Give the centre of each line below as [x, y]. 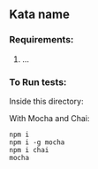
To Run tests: [38, 81]
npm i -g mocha [37, 142]
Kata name [40, 15]
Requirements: [41, 40]
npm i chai [29, 150]
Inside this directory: [46, 101]
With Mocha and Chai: [49, 118]
